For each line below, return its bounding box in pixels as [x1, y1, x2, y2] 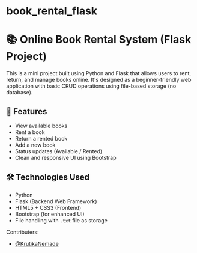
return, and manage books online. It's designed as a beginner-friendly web [6, 76, 192, 84]
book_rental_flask [6, 4, 98, 18]
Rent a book [14, 128, 45, 136]
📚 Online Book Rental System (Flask [6, 33, 192, 46]
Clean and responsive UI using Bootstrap [14, 154, 117, 161]
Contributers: [6, 228, 39, 236]
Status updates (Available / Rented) [14, 147, 103, 154]
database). [6, 89, 33, 96]
